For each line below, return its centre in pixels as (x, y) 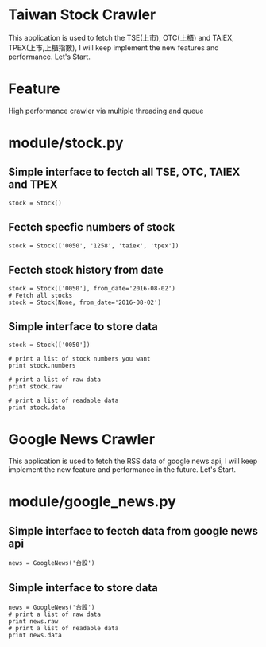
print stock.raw (35, 387)
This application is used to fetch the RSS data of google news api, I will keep (133, 461)
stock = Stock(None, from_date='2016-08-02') (85, 302)
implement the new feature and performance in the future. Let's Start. (122, 470)
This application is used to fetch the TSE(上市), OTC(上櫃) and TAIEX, (121, 37)
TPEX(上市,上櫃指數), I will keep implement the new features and (114, 47)
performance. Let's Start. (50, 57)
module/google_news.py (92, 502)
